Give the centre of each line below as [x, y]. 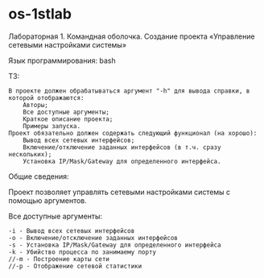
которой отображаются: [46, 98]
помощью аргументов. [47, 200]
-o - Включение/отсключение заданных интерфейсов [93, 238]
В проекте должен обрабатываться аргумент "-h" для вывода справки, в [129, 91]
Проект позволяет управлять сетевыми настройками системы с [120, 192]
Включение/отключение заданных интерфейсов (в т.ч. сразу [122, 147]
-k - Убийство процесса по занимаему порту [82, 252]
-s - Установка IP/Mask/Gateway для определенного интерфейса [115, 245]
